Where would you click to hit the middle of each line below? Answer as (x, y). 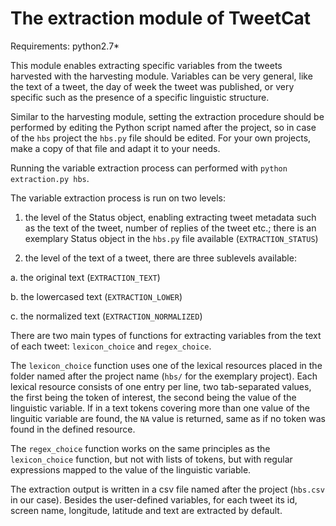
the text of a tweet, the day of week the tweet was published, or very (152, 86)
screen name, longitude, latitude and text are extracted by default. (146, 510)
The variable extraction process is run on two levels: (118, 198)
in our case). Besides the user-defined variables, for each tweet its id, (154, 499)
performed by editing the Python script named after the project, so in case (163, 127)
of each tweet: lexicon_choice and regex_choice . (111, 346)
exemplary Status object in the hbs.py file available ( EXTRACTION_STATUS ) (171, 238)
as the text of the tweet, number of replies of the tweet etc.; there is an (170, 228)
